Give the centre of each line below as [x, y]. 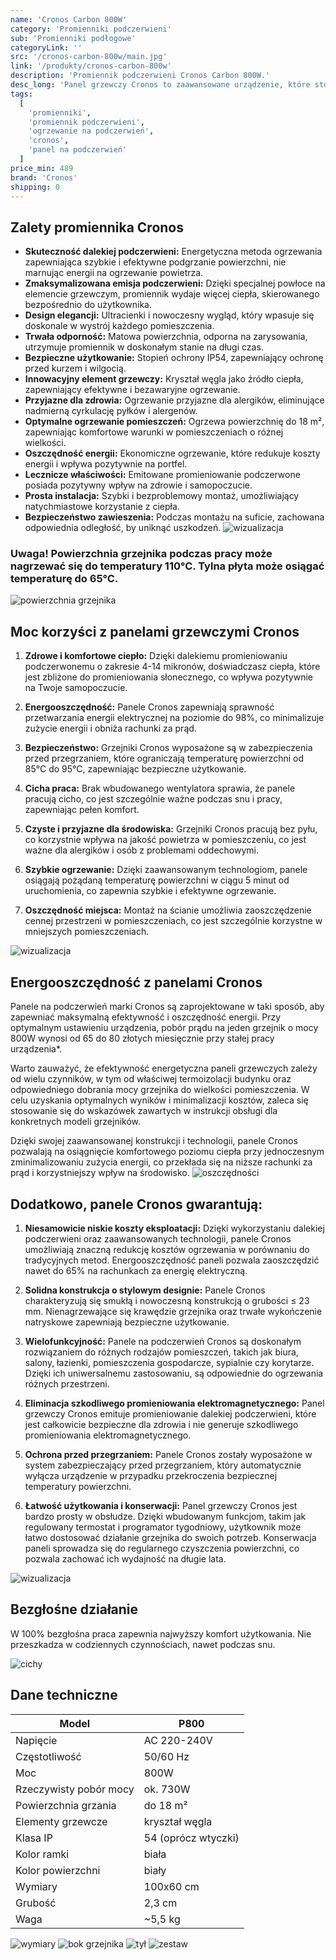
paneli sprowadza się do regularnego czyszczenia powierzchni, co [162, 1548]
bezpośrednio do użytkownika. [88, 305]
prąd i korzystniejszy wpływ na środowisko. [100, 1173]
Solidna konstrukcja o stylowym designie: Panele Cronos [145, 1290]
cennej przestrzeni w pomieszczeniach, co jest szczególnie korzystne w [173, 921]
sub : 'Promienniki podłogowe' [73, 38]
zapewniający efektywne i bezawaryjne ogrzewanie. [132, 390]
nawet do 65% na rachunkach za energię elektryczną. [136, 1270]
